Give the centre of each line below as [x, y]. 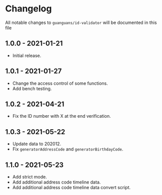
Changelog [28, 9]
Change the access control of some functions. [60, 83]
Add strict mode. [30, 177]
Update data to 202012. [37, 144]
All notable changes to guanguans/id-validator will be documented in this [81, 22]
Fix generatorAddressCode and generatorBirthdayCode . [68, 149]
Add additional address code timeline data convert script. [71, 187]
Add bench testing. [32, 88]
